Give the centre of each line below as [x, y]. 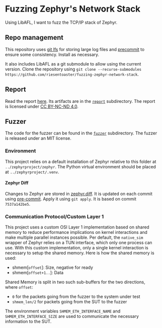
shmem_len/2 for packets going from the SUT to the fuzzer [69, 302]
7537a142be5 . [18, 204]
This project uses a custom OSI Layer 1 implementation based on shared [77, 227]
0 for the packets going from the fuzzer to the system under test [76, 296]
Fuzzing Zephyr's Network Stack [73, 9]
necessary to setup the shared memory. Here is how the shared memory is [80, 253]
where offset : [19, 287]
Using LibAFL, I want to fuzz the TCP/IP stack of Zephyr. [61, 22]
